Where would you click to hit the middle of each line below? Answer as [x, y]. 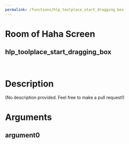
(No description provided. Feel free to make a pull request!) [65, 97]
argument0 [23, 135]
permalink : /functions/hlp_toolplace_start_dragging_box [64, 10]
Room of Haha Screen [50, 34]
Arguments [29, 117]
